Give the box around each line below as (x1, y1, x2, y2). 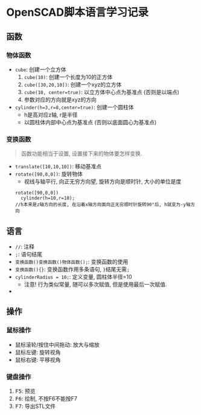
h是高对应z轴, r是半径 (24, 111, 78, 118)
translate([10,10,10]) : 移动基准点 (14, 163, 102, 170)
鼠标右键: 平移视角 (14, 356, 61, 363)
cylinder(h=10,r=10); (21, 195, 75, 201)
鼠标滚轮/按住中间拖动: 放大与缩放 (14, 341, 100, 348)
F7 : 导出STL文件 (14, 402, 56, 410)
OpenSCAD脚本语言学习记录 (6, 5, 149, 19)
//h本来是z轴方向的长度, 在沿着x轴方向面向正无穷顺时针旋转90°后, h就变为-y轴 (14, 201, 191, 208)
